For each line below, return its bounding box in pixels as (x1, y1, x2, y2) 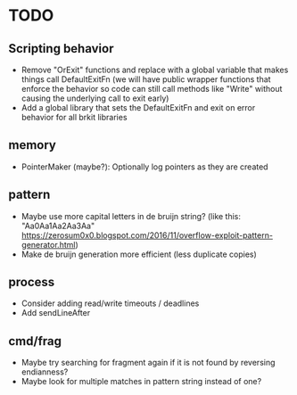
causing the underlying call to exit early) (21, 93, 169, 103)
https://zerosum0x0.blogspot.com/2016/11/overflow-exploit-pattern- (21, 229, 274, 241)
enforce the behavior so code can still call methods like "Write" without (21, 84, 283, 94)
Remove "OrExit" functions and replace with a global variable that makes (21, 64, 289, 75)
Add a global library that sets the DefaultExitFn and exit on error (21, 103, 256, 112)
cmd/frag (8, 333, 62, 349)
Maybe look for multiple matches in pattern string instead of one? (21, 376, 262, 387)
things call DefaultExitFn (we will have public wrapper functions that (21, 74, 271, 85)
